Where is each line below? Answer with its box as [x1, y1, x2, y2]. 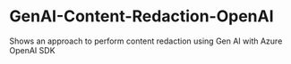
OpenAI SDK [9, 44, 56, 55]
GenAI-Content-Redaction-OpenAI [9, 6, 275, 27]
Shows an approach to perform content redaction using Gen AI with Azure [9, 36, 283, 46]
